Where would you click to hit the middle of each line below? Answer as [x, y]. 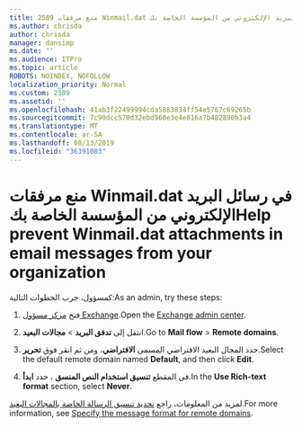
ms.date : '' [31, 51]
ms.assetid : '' [38, 101]
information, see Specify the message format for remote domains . [131, 413]
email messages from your [111, 253]
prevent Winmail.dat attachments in [146, 234]
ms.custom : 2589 [40, 93]
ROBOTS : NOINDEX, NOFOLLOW [60, 76]
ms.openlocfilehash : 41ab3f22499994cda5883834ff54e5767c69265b [130, 110]
